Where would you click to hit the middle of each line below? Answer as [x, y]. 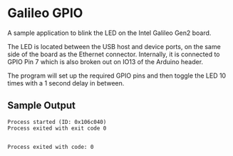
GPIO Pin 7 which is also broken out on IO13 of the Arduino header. [105, 61]
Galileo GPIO [45, 13]
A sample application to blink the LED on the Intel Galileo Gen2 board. [109, 33]
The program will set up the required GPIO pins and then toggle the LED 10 [117, 76]
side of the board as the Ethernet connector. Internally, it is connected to [114, 54]
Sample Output [42, 106]
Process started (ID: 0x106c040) [57, 122]
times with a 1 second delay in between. [66, 83]
